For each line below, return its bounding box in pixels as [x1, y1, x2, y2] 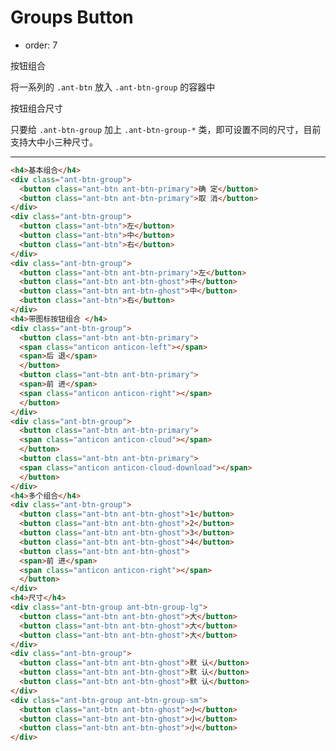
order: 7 [24, 39, 58, 51]
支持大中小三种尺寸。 [10, 136, 98, 148]
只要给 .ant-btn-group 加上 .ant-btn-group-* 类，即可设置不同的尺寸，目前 [10, 123, 322, 135]
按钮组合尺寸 [10, 102, 63, 114]
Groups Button [10, 6, 134, 29]
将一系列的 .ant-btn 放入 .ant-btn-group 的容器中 [10, 81, 216, 93]
